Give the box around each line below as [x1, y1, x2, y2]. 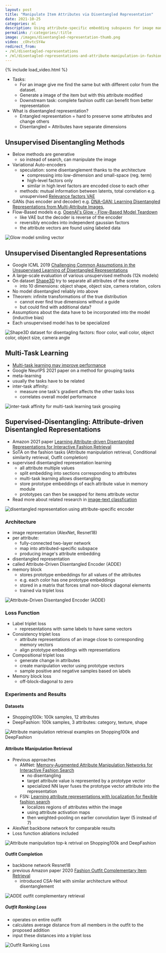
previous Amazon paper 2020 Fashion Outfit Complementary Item [12, 867, 147, 873]
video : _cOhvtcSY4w [5, 40, 45, 45]
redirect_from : [5, 44, 37, 49]
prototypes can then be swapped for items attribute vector [19, 491, 139, 497]
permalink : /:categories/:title [5, 30, 72, 35]
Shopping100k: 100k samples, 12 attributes [12, 714, 100, 720]
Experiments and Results [5, 691, 67, 698]
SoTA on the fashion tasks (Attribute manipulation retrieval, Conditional [12, 449, 157, 455]
